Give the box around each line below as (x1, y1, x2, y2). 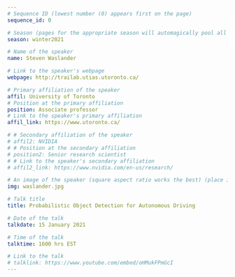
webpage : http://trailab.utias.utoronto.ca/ (7, 74, 139, 81)
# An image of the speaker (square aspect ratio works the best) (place (7, 177, 224, 184)
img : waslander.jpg (7, 183, 64, 190)
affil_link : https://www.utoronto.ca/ (7, 119, 120, 126)
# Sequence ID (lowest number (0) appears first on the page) (7, 10, 192, 17)
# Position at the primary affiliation (7, 99, 124, 107)
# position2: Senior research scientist (7, 151, 127, 158)
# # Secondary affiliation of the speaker (7, 132, 133, 139)
